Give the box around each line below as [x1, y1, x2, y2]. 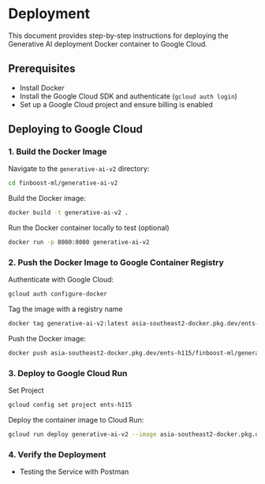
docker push [8, 349, 47, 357]
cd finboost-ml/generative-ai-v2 [8, 179, 118, 188]
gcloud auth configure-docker [8, 290, 108, 298]
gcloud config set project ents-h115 [8, 401, 132, 409]
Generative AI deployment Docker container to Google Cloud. [8, 39, 207, 48]
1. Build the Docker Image [8, 147, 107, 158]
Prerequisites [8, 62, 76, 76]
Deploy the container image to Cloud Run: [8, 415, 144, 425]
